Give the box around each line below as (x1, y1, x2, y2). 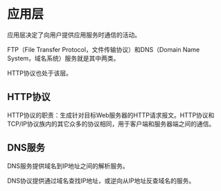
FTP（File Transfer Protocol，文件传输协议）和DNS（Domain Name (7, 45, 200, 53)
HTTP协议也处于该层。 (7, 69, 73, 77)
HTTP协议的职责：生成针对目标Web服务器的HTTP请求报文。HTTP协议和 (7, 110, 215, 119)
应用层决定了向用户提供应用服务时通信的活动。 (7, 31, 141, 39)
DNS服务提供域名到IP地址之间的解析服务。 (7, 161, 130, 170)
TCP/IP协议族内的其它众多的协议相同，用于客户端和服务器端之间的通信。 (7, 119, 215, 128)
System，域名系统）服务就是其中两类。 (7, 53, 120, 63)
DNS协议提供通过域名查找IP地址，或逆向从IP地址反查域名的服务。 (7, 176, 195, 185)
